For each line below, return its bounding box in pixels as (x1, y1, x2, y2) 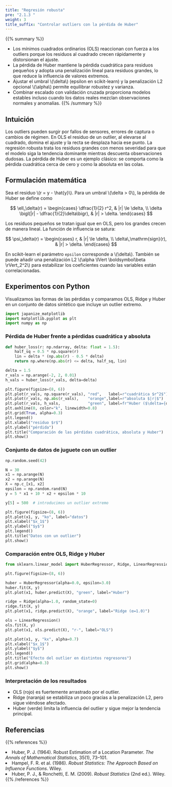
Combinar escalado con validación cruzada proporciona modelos (12, 89, 151, 95)
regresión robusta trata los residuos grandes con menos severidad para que (5, 145, 166, 151)
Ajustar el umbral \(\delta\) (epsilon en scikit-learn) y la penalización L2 (12, 78, 163, 84)
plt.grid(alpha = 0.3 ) (5, 661, 50, 666)
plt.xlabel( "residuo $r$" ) (5, 420, 63, 425)
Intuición (5, 115, 34, 123)
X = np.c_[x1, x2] (5, 482, 45, 487)
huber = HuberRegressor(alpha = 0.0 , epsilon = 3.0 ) (5, 580, 111, 585)
